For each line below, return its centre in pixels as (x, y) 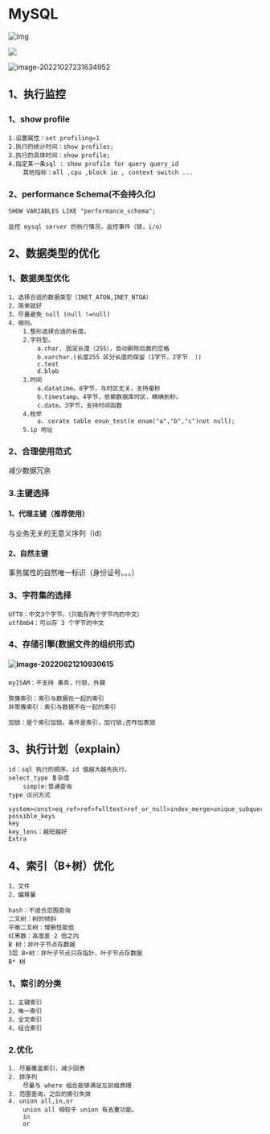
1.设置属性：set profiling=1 (54, 138)
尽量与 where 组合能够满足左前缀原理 (78, 1085)
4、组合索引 (25, 1028)
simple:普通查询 (47, 787)
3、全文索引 (25, 1020)
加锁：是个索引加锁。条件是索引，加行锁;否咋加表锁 (82, 722)
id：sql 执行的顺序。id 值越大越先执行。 (70, 770)
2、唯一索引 (25, 1011)
